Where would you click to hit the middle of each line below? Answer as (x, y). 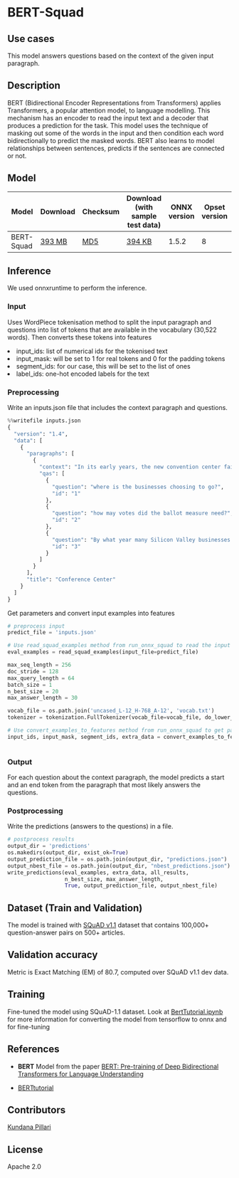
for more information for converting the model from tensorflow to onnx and (117, 1019)
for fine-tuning (29, 1026)
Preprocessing (33, 392)
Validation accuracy (53, 955)
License (25, 1149)
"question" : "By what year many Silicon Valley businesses (142, 540)
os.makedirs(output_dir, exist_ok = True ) (68, 853)
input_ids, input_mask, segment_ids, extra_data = (84, 737)
